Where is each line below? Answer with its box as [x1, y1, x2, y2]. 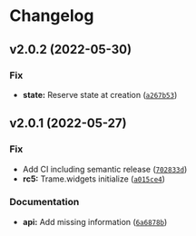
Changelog [9, 5, 94, 26]
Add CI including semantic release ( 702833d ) [22, 163, 188, 174]
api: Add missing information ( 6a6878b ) [22, 216, 168, 227]
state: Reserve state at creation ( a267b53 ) [22, 89, 178, 100]
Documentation [9, 196, 80, 209]
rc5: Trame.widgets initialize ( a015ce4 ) [22, 173, 166, 184]
